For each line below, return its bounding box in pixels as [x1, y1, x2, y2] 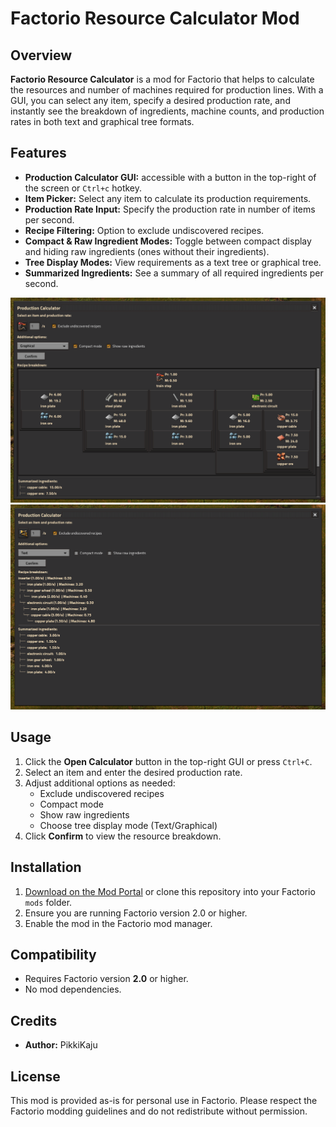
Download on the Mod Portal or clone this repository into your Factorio [24, 885, 316, 897]
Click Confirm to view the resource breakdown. [24, 830, 222, 842]
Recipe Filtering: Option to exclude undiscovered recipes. [24, 224, 265, 236]
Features [10, 145, 67, 162]
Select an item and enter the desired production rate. [24, 766, 243, 778]
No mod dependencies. [24, 983, 122, 996]
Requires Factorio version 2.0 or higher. [24, 973, 189, 985]
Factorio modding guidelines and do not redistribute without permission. [10, 1105, 308, 1117]
